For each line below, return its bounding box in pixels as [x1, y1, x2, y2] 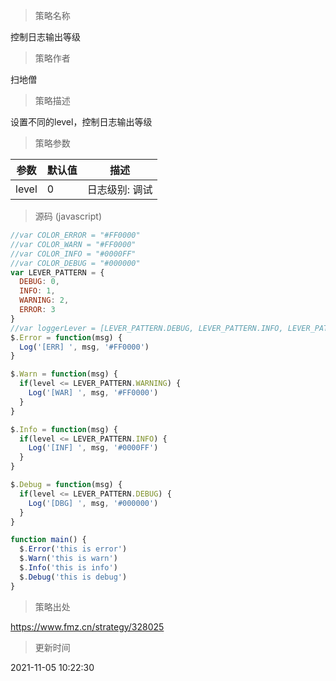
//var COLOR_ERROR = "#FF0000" [10, 230, 141, 240]
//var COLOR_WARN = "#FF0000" [10, 239, 137, 249]
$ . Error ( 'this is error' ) [19, 544, 128, 554]
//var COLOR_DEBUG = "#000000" [10, 258, 141, 268]
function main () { [10, 535, 87, 545]
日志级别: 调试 [86, 183, 153, 196]
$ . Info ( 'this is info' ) [19, 563, 118, 573]
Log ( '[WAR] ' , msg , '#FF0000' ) [28, 388, 159, 398]
